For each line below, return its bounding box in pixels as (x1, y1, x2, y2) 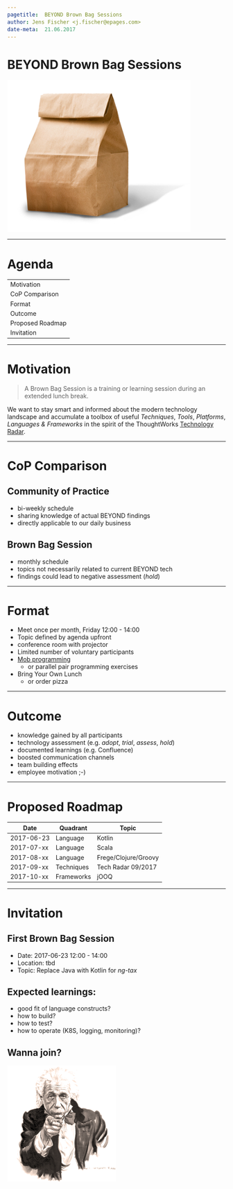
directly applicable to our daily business (17, 518, 132, 527)
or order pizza (27, 677, 68, 686)
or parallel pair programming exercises (27, 663, 139, 671)
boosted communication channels (17, 753, 114, 761)
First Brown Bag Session (7, 933, 115, 945)
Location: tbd (17, 959, 55, 967)
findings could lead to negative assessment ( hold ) (17, 572, 161, 580)
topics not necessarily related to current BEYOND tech (17, 564, 173, 573)
